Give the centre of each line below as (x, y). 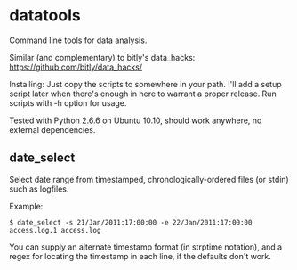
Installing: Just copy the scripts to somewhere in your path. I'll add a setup (145, 84)
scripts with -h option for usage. (68, 102)
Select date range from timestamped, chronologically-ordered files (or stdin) (149, 179)
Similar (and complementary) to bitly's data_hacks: (102, 57)
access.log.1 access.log (55, 230)
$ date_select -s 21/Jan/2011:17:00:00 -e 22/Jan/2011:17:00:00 (131, 222)
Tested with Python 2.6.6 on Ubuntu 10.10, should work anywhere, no (136, 120)
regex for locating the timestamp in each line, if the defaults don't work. (140, 256)
